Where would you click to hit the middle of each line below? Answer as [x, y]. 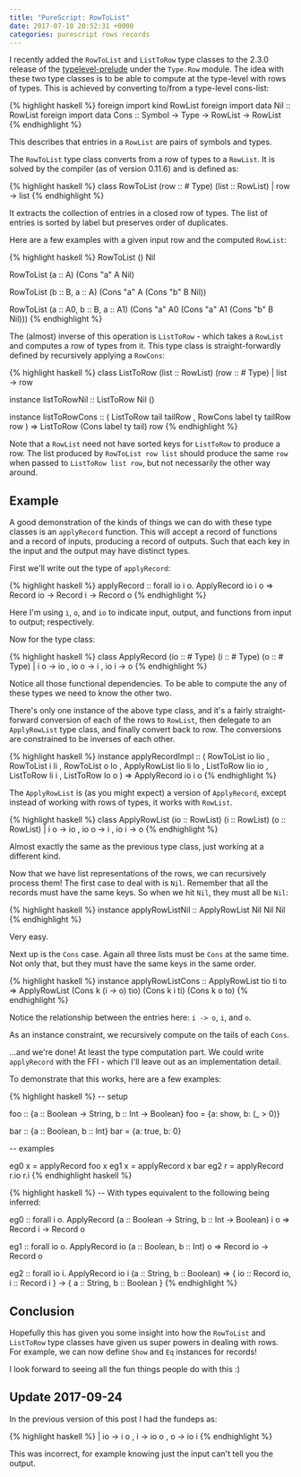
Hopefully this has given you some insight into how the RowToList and [138, 1333]
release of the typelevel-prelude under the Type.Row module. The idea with [147, 69]
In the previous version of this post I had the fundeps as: [113, 1419]
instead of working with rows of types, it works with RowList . [121, 802]
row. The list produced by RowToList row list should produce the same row [149, 453]
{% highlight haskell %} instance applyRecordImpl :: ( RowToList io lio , [140, 756]
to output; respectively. [52, 622]
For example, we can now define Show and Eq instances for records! [133, 1352]
